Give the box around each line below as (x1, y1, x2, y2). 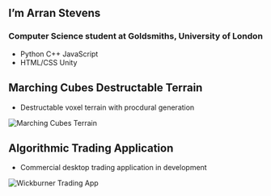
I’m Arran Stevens (8, 6, 101, 20)
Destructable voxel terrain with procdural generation (19, 102, 195, 112)
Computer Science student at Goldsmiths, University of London (8, 31, 263, 42)
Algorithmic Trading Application (8, 141, 174, 155)
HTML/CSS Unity (19, 57, 78, 67)
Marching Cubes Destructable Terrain (8, 81, 203, 95)
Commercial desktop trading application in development (19, 163, 208, 173)
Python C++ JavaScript (19, 48, 99, 59)
